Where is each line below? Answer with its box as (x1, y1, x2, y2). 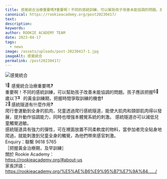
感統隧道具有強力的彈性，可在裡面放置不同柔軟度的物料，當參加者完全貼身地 (5, 126, 162, 132)
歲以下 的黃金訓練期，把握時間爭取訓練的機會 (5, 95, 102, 101)
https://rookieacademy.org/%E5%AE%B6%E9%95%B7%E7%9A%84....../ (5, 169, 158, 175)
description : (5, 21, 32, 26)
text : (5, 16, 16, 21)
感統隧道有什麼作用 (11, 101, 51, 107)
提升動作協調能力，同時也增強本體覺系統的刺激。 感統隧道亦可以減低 (13, 114, 155, 120)
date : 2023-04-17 (5, 35, 41, 40)
